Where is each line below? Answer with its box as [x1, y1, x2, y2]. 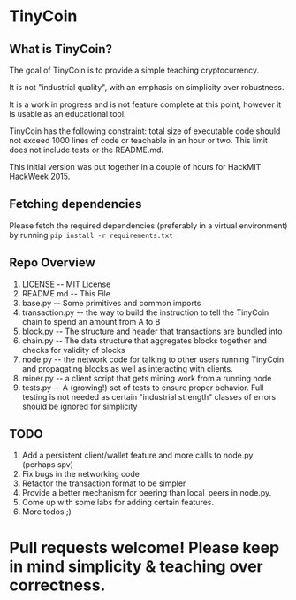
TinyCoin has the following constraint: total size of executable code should [9, 126, 281, 136]
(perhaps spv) [21, 459, 73, 470]
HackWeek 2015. [9, 171, 71, 181]
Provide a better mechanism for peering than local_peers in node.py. [21, 488, 272, 498]
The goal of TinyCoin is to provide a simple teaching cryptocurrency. [9, 65, 259, 75]
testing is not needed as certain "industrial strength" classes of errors [21, 391, 277, 402]
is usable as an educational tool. [9, 109, 126, 119]
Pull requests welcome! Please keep [9, 537, 280, 558]
